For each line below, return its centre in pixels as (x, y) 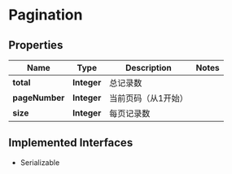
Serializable (40, 162)
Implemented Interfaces (71, 143)
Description (149, 68)
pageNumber (39, 98)
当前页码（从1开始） (149, 98)
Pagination (46, 15)
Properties (36, 45)
